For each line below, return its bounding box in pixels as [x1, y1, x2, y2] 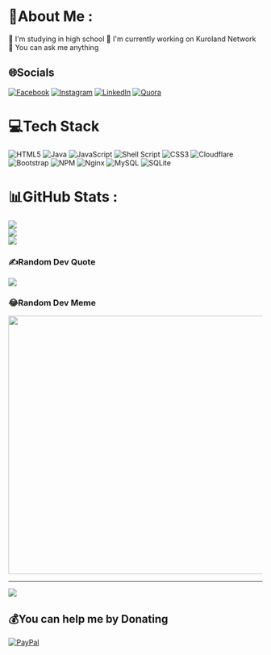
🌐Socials [8, 66, 55, 80]
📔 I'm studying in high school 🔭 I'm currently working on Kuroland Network [8, 34, 256, 44]
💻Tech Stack [8, 117, 100, 136]
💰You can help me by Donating [8, 612, 169, 626]
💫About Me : [8, 7, 94, 26]
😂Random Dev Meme [8, 297, 97, 308]
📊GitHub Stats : [8, 187, 119, 206]
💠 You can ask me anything [8, 42, 99, 52]
